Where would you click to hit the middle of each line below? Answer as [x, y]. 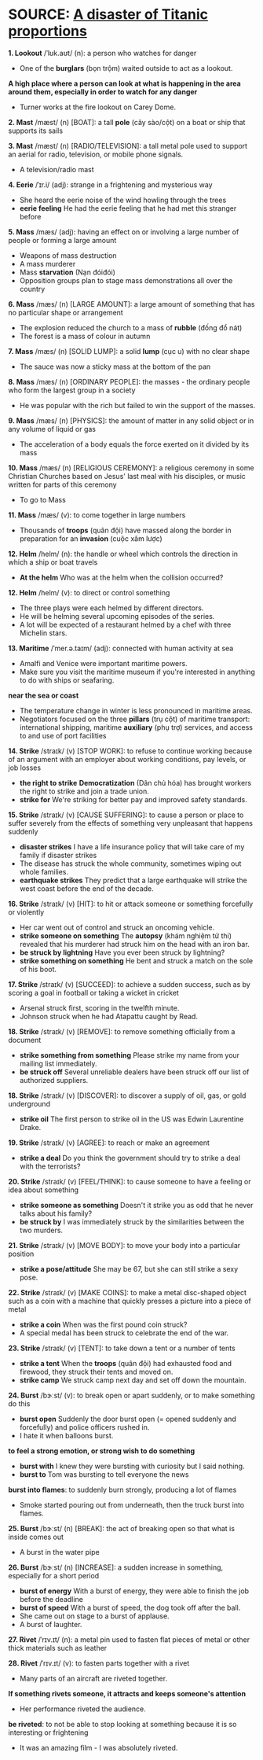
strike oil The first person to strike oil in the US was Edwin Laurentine [131, 1119]
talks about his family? [56, 1213]
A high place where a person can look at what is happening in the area [124, 83]
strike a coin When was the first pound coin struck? [103, 1324]
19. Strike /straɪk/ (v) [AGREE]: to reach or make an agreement [109, 1143]
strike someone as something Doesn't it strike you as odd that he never [136, 1205]
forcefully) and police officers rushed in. [84, 1427]
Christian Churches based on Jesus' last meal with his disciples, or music [127, 476]
